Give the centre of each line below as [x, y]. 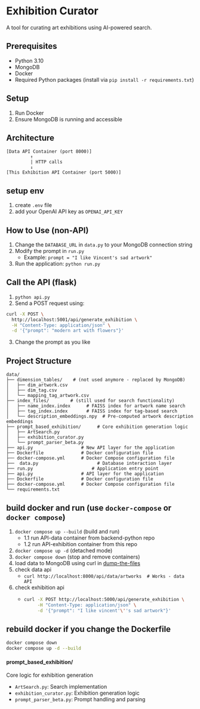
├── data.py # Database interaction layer [89, 464]
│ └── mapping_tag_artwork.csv [48, 396]
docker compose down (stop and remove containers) [77, 557]
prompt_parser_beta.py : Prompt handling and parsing [80, 699]
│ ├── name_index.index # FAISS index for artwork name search [96, 406]
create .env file [33, 205]
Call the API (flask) [41, 283]
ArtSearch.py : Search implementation [61, 687]
